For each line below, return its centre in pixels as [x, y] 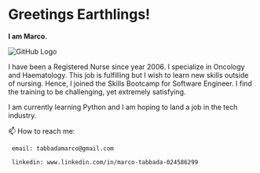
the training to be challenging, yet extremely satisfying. [97, 91]
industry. [22, 115]
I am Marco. [28, 36]
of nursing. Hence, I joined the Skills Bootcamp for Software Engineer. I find [130, 83]
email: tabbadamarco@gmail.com [62, 148]
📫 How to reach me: [42, 131]
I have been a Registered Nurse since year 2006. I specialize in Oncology [126, 66]
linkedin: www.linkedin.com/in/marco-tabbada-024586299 [105, 162]
